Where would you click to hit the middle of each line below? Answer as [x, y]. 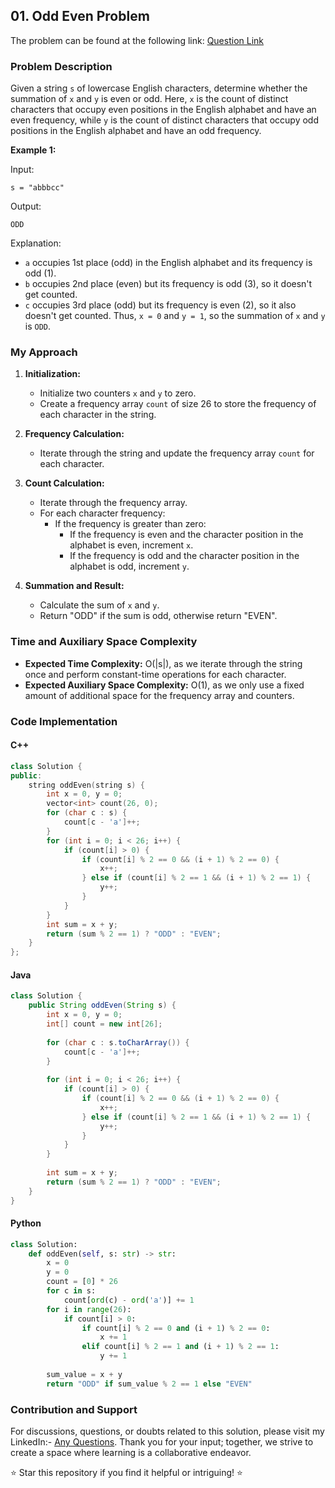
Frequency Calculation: [74, 434]
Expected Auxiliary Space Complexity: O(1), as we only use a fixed [164, 685]
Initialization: [52, 374]
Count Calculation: [64, 483]
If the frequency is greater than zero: [130, 524]
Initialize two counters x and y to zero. [118, 393]
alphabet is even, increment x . [131, 545]
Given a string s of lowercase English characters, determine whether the [159, 88]
